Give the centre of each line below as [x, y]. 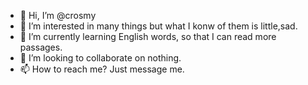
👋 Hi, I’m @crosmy [58, 15]
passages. [41, 47]
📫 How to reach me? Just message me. [102, 69]
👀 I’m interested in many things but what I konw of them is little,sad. [158, 26]
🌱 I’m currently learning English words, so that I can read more [148, 36]
